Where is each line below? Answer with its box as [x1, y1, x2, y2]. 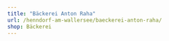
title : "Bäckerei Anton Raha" [7, 10, 96, 17]
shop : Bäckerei [7, 23, 52, 30]
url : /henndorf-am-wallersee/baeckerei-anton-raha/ [7, 17, 162, 24]
